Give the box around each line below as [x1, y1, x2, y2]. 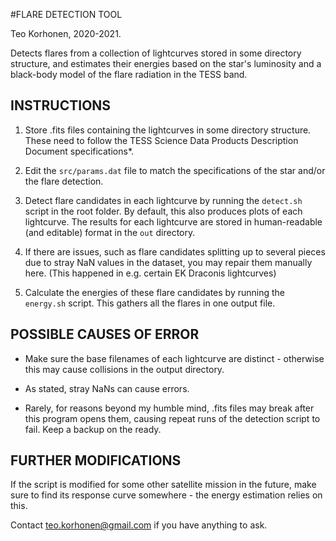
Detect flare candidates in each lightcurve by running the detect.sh [24, 194, 303, 206]
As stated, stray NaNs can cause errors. [24, 382, 190, 394]
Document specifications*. [24, 145, 135, 157]
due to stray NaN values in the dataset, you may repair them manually [24, 256, 313, 268]
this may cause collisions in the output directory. [24, 363, 225, 375]
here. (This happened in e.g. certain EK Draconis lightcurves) [24, 267, 277, 279]
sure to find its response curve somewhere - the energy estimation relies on [10, 489, 323, 501]
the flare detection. [24, 175, 104, 187]
